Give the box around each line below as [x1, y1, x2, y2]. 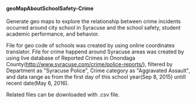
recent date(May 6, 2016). [6, 80, 69, 87]
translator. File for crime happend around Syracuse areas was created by [6, 48, 185, 56]
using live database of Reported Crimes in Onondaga [6, 54, 136, 62]
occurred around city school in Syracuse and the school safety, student [6, 24, 181, 31]
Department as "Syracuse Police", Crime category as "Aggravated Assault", [6, 67, 191, 74]
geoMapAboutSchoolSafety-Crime [6, 5, 94, 12]
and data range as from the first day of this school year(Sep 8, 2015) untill [6, 73, 187, 81]
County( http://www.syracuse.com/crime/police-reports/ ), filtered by [6, 61, 173, 68]
